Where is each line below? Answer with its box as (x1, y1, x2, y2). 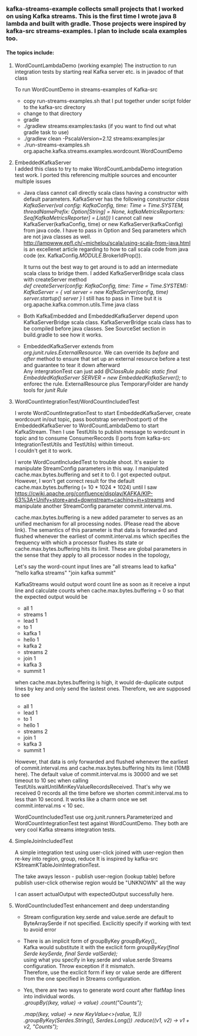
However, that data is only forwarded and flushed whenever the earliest (14, 758, 188, 766)
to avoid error (23, 926, 57, 933)
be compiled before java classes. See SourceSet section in (23, 325, 166, 332)
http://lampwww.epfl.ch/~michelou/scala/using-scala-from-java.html (23, 240, 191, 247)
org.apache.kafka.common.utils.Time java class (23, 301, 139, 308)
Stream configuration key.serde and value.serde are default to (23, 914, 174, 921)
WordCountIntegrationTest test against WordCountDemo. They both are (14, 820, 188, 827)
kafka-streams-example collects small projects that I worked (6, 5, 184, 13)
